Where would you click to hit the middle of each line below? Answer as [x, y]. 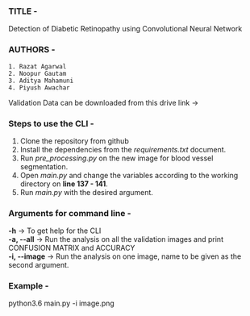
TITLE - [23, 11]
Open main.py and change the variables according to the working [129, 175]
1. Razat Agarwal [37, 66]
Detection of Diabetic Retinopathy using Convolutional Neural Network [125, 29]
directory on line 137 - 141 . [64, 184]
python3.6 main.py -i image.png [61, 303]
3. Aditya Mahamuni [41, 81]
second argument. [39, 265]
